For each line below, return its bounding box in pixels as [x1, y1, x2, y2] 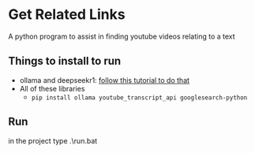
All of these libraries [19, 84, 85, 93]
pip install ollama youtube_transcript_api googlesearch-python [31, 93, 248, 102]
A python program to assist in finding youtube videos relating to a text [8, 32, 235, 41]
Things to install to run [8, 54, 122, 68]
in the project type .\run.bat [8, 136, 98, 145]
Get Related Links [8, 6, 126, 24]
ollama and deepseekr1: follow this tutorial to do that [19, 75, 190, 84]
